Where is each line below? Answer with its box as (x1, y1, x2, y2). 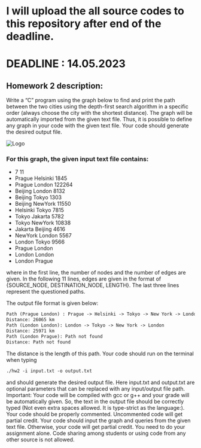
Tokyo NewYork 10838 (14, 220, 71, 227)
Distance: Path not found (6, 339, 71, 345)
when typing (6, 356, 37, 363)
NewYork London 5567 (14, 232, 72, 239)
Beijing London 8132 (14, 187, 66, 195)
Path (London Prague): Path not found (6, 333, 103, 339)
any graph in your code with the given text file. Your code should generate (6, 122, 190, 129)
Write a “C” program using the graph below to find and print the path (6, 97, 175, 104)
